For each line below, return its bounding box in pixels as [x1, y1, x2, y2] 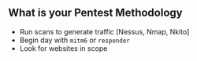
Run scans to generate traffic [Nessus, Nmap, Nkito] [19, 27, 190, 36]
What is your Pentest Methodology [8, 6, 183, 20]
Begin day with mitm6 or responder [19, 35, 130, 45]
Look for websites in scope [19, 43, 108, 53]
